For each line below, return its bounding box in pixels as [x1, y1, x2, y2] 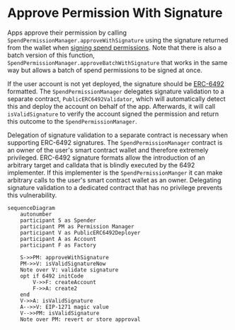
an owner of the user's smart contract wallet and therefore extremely [7, 146, 209, 154]
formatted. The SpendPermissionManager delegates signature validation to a [7, 87, 224, 95]
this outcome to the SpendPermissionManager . [7, 117, 137, 125]
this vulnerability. [7, 191, 57, 199]
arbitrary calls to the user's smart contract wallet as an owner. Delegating [7, 175, 222, 184]
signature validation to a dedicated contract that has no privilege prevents [7, 183, 223, 191]
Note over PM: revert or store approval [20, 316, 141, 323]
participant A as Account [20, 235, 97, 242]
